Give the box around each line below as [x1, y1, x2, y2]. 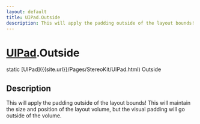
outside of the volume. [6, 112, 62, 119]
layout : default [6, 8, 47, 15]
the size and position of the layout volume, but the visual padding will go [6, 106, 185, 113]
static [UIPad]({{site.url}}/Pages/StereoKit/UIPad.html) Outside [6, 66, 162, 73]
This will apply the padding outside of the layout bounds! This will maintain [6, 99, 191, 107]
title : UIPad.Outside [6, 14, 61, 20]
